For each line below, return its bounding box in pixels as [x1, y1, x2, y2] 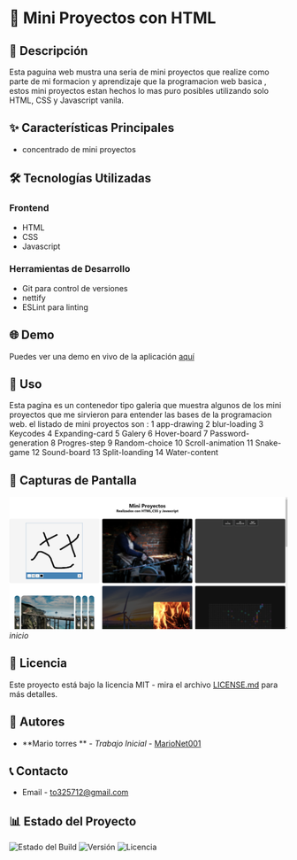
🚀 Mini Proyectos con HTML [9, 8, 217, 28]
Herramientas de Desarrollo [9, 263, 131, 275]
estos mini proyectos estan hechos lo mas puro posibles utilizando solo [9, 86, 270, 96]
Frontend [9, 202, 49, 214]
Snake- [255, 438, 282, 448]
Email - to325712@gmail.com [21, 787, 129, 798]
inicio [9, 630, 29, 640]
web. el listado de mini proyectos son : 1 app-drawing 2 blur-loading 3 [9, 419, 264, 430]
